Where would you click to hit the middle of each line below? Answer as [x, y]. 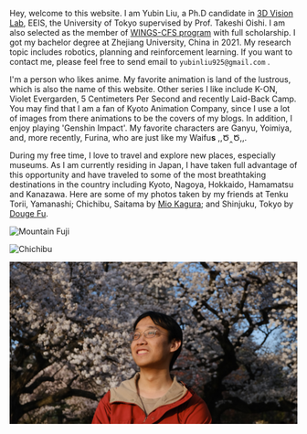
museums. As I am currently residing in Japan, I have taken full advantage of [153, 165]
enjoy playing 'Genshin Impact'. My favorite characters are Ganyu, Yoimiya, [151, 128]
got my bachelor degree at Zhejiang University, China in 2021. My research [150, 42]
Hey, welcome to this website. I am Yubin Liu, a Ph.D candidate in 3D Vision [152, 13]
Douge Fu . [29, 213]
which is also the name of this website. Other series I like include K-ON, [144, 89]
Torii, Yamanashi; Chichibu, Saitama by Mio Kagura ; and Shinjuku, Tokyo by [152, 204]
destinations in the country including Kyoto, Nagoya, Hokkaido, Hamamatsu [152, 185]
